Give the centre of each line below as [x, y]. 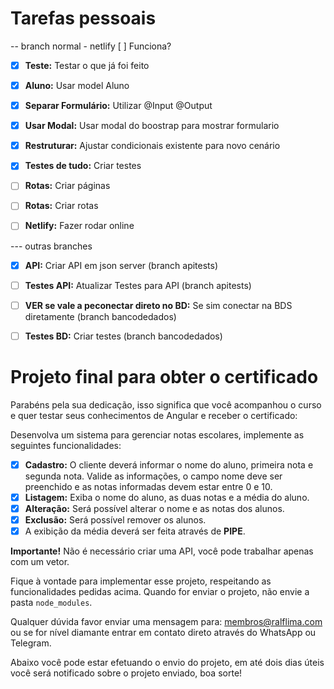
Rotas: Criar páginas [67, 186]
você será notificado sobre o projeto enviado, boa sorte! [126, 673]
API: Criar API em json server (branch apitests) [121, 265]
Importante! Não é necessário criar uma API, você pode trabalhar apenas [162, 551]
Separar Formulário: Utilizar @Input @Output [118, 106]
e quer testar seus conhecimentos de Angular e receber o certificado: [154, 415]
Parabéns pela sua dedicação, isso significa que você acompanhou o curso [166, 404]
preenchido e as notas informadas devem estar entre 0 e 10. [148, 486]
